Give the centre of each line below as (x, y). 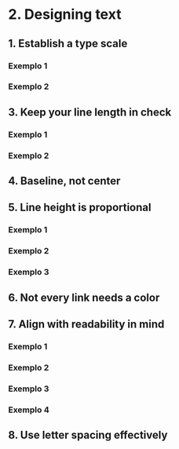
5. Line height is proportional (80, 208)
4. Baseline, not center (64, 181)
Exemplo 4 (29, 410)
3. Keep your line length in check (90, 112)
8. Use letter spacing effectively (88, 435)
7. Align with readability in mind (86, 324)
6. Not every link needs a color (84, 297)
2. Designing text (65, 15)
